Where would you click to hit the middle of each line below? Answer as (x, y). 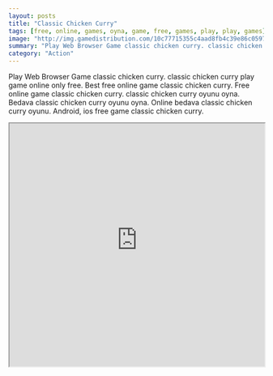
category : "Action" (41, 53)
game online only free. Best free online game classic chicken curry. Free (129, 85)
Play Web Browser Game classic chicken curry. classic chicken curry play (132, 77)
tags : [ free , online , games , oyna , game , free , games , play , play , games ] (137, 31)
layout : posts (32, 16)
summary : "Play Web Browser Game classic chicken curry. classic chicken (136, 46)
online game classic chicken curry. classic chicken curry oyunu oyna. (124, 94)
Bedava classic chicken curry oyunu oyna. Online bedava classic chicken (130, 103)
